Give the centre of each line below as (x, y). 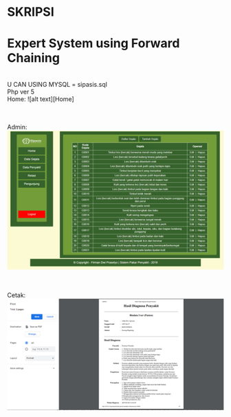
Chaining (34, 58)
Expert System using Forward (93, 44)
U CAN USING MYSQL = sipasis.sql (57, 85)
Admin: (17, 127)
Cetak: (16, 295)
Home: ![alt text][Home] (41, 99)
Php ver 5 (21, 92)
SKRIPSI (31, 12)
